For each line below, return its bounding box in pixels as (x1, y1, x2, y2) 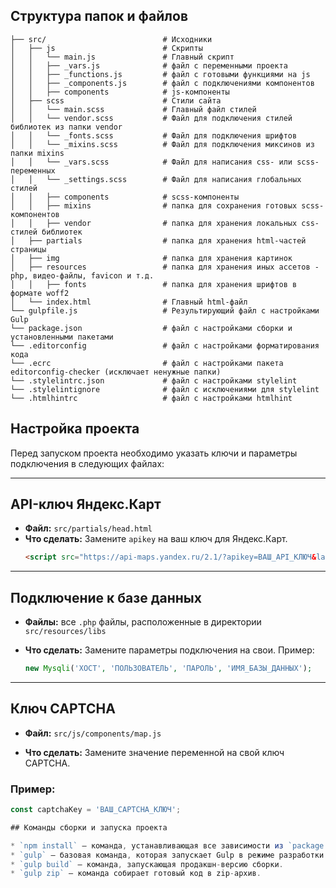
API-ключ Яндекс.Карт (10, 496, 162, 513)
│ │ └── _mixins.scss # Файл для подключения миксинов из (10, 139, 315, 149)
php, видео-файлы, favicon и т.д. (10, 270, 155, 281)
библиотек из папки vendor (10, 122, 123, 132)
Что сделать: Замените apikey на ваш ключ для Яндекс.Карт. (24, 533, 288, 545)
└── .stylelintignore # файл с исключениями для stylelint (10, 384, 320, 394)
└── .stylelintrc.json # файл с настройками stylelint (10, 375, 298, 386)
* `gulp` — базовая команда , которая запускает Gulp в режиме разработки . (10, 850, 329, 860)
